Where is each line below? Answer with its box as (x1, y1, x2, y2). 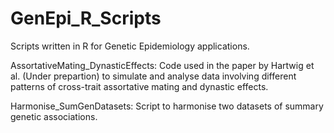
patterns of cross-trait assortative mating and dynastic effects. (10, 80, 269, 92)
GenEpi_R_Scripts (10, 7, 162, 30)
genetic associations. (10, 110, 98, 122)
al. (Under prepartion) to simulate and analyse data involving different (10, 70, 297, 82)
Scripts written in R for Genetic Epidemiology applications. (10, 40, 250, 52)
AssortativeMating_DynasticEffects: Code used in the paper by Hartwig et (10, 59, 315, 71)
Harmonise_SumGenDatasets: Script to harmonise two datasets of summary (10, 100, 324, 112)
